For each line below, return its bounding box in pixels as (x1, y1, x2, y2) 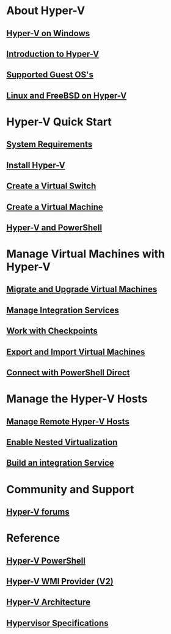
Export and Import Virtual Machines (6, 346, 145, 357)
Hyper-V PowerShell (6, 555, 85, 566)
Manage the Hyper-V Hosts (6, 392, 148, 406)
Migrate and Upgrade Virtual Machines (6, 284, 158, 294)
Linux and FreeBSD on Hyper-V (6, 90, 127, 101)
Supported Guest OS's (6, 70, 93, 80)
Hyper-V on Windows (6, 28, 90, 39)
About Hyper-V (6, 4, 85, 18)
